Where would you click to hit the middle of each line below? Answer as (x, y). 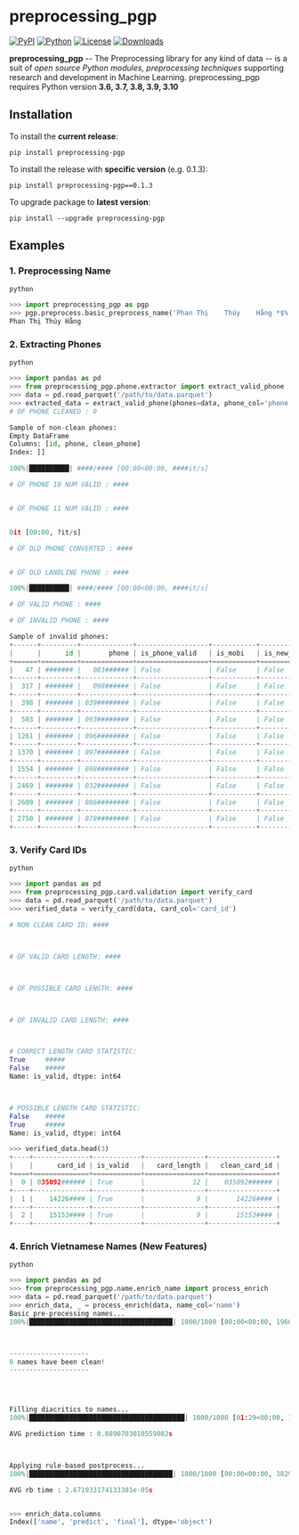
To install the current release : (64, 136)
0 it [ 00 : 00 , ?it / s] (45, 532)
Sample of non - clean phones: (63, 428)
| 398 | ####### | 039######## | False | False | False (147, 703)
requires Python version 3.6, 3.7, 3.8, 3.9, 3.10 (94, 86)
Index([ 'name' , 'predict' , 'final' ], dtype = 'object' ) (111, 1522)
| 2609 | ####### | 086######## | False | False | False (147, 802)
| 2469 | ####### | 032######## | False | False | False (147, 786)
